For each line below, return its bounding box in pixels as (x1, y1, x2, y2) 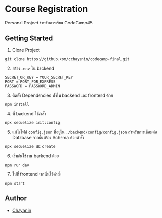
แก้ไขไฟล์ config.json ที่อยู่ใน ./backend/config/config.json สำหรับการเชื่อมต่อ (12, 129, 157, 135)
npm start (5, 181, 25, 186)
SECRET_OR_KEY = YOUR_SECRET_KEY (5, 75, 73, 80)
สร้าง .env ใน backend (12, 65, 55, 71)
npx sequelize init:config (5, 120, 60, 125)
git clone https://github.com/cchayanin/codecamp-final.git (5, 56, 130, 62)
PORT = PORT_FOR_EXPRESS (5, 79, 56, 84)
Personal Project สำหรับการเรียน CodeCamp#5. (5, 20, 94, 25)
